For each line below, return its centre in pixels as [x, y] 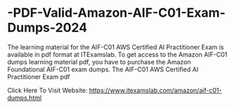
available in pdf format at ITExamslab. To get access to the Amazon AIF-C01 [117, 54]
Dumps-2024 [47, 28]
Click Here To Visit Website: [47, 90]
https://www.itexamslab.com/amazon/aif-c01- [156, 90]
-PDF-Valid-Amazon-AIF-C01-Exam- [117, 13]
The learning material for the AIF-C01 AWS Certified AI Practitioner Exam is [116, 47]
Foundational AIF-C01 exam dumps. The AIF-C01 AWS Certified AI [103, 69]
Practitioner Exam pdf [39, 77]
